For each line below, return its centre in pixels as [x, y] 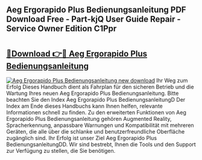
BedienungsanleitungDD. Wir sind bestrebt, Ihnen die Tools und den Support [101, 144]
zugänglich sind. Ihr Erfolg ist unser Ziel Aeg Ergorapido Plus [82, 138]
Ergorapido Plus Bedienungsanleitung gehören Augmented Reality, [89, 119]
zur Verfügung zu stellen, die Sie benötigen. [61, 151]
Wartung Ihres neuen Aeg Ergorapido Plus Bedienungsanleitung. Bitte [93, 93]
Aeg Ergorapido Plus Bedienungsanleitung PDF [96, 10]
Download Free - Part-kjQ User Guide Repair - [93, 20]
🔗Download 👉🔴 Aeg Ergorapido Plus [77, 54]
